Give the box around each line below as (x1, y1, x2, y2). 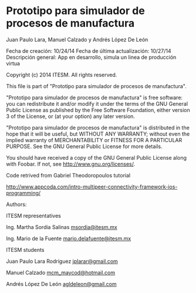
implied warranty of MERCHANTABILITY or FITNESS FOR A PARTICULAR (6, 136, 183, 143)
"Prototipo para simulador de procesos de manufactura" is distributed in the (6, 124, 190, 131)
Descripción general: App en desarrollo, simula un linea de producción (6, 53, 177, 60)
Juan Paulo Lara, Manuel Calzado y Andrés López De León (6, 36, 148, 43)
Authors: (6, 201, 27, 208)
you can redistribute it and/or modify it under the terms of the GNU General (6, 100, 188, 107)
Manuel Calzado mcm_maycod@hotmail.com (6, 269, 116, 276)
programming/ (6, 189, 41, 196)
